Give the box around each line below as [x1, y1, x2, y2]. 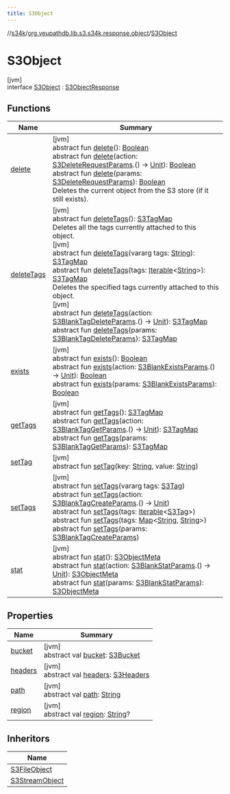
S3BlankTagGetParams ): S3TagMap [52, 442, 168, 451]
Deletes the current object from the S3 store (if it [52, 186, 209, 195]
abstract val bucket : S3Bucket [43, 650, 140, 660]
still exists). [52, 195, 89, 204]
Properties [7, 610, 53, 621]
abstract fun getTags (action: [52, 416, 144, 425]
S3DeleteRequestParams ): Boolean [52, 177, 166, 187]
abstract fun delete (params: [52, 169, 142, 178]
